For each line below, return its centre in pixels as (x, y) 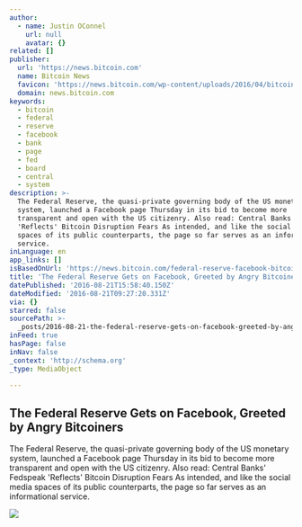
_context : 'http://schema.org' (68, 361)
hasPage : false (38, 344)
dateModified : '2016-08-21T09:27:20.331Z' (90, 293)
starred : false (38, 310)
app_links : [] (36, 260)
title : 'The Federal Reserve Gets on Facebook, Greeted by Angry (134, 277)
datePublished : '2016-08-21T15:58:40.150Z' (92, 285)
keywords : (28, 101)
